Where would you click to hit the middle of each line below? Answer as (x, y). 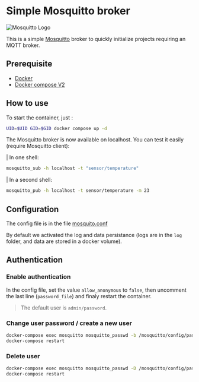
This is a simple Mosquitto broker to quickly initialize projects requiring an (96, 39)
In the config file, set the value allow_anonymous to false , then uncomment (96, 290)
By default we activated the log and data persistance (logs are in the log (94, 235)
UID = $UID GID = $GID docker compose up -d (57, 128)
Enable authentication (38, 277)
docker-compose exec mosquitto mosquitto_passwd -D (71, 369)
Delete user (23, 356)
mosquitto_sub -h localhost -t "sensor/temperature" (73, 168)
